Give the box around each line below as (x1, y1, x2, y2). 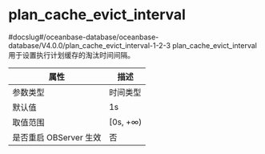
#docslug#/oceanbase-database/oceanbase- (8, 32, 159, 42)
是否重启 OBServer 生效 (12, 132, 102, 143)
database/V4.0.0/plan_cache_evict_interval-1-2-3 (8, 40, 171, 50)
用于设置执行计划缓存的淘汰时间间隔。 (8, 50, 135, 59)
